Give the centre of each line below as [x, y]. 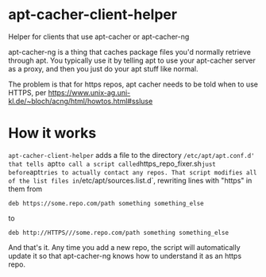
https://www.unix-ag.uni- [89, 92]
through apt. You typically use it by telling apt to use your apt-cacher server [132, 60]
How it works [52, 133]
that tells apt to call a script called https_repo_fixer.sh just [112, 164]
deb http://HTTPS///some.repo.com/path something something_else [118, 233]
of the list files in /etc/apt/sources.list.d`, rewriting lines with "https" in [130, 180]
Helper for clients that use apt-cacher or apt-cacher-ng [99, 37]
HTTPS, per [27, 92]
